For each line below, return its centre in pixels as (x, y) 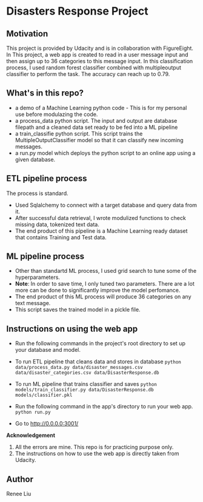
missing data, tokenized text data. (57, 224)
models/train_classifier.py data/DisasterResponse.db (84, 390)
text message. (33, 303)
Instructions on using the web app (72, 328)
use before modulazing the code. (56, 114)
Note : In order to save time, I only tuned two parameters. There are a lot (105, 284)
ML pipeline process (45, 256)
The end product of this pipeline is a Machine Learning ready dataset (101, 231)
